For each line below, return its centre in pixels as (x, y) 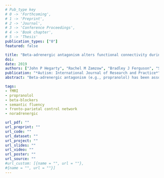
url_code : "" (18, 132)
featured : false (21, 46)
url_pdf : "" (17, 123)
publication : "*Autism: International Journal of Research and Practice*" (83, 73)
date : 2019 (16, 64)
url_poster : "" (20, 155)
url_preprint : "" (23, 127)
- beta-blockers (21, 100)
